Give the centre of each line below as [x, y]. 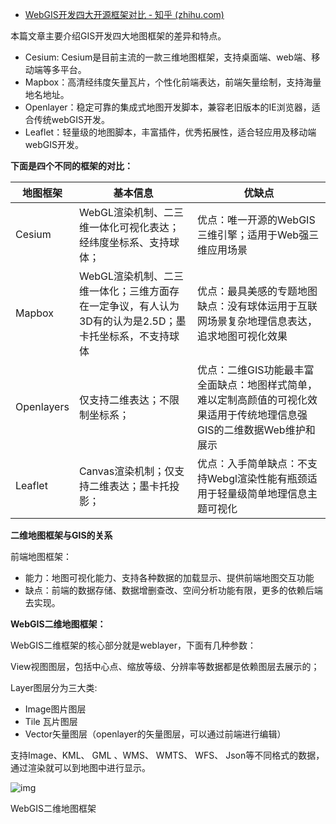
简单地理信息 [277, 493]
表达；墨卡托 [139, 486]
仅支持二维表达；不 [124, 400]
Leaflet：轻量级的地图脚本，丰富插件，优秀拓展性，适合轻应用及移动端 [170, 132]
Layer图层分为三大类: [54, 687]
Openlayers [42, 406]
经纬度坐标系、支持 [124, 242]
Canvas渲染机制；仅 [126, 471]
